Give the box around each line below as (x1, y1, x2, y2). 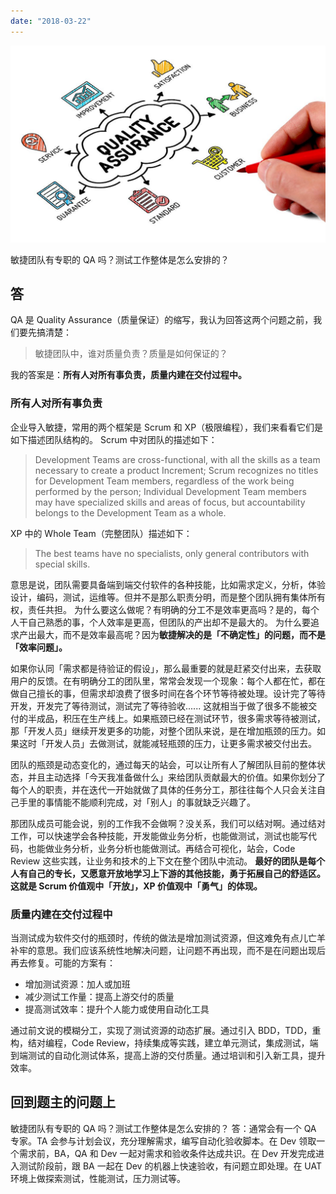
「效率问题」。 (10, 641, 68, 653)
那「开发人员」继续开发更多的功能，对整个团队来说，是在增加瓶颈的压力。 (10, 725, 317, 737)
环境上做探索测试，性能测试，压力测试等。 (10, 1172, 186, 1184)
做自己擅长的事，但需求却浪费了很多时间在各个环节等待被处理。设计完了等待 (10, 687, 326, 699)
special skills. (34, 558, 91, 570)
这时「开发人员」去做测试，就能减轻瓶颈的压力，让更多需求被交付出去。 (18, 737, 317, 749)
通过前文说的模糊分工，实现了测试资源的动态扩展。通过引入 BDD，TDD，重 (10, 1025, 322, 1037)
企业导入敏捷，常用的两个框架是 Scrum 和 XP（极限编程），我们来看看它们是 (10, 421, 324, 433)
